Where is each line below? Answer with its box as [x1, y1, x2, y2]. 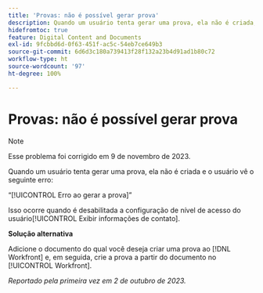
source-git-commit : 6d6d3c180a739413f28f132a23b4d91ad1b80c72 [8, 48, 215, 56]
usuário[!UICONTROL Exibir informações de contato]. [8, 213, 181, 223]
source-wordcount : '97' [8, 63, 86, 71]
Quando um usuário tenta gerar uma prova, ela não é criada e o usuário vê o [8, 166, 254, 176]
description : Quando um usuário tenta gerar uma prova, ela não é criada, [8, 19, 258, 27]
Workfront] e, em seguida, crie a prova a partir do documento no [8, 252, 217, 262]
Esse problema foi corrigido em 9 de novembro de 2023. [8, 151, 191, 161]
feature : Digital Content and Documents [8, 33, 142, 42]
